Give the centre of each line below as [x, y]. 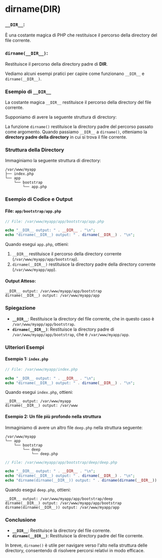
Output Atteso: [21, 281]
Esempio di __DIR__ [28, 91]
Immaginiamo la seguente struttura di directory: [53, 161]
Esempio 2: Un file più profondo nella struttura [53, 416]
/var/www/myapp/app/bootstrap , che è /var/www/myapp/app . [71, 334]
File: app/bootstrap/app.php [33, 211]
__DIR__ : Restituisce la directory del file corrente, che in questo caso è [83, 318]
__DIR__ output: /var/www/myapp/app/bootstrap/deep [59, 499]
